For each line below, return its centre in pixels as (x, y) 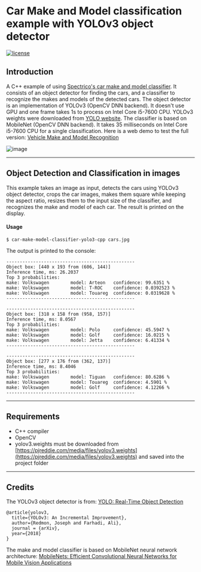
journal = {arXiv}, (36, 528)
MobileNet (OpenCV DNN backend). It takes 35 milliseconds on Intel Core (97, 125)
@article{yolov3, (28, 513)
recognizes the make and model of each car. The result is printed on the (95, 207)
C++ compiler (32, 431)
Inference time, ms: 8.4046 (41, 367)
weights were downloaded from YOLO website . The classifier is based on (97, 118)
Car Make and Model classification (94, 11)
